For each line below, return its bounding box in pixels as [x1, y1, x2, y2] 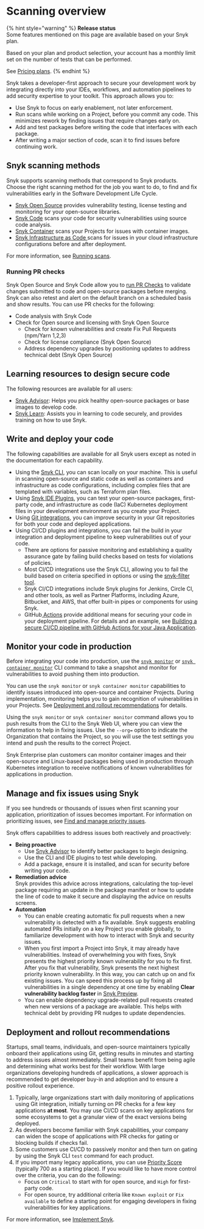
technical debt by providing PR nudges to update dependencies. [24, 1010, 186, 1017]
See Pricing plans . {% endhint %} [6, 67, 90, 74]
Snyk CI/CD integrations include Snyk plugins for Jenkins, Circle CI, [24, 585, 194, 592]
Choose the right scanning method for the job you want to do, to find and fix [6, 183, 197, 190]
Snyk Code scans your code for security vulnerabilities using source [15, 214, 187, 222]
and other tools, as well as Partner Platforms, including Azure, [24, 591, 180, 598]
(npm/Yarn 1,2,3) [24, 332, 66, 339]
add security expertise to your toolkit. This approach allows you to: [6, 92, 174, 99]
